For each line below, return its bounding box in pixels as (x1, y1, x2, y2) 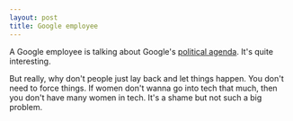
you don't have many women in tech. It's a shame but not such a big (9, 91, 262, 103)
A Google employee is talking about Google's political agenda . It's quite (9, 46, 274, 56)
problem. (9, 101, 43, 112)
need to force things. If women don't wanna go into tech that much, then (9, 82, 278, 93)
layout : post (9, 13, 58, 22)
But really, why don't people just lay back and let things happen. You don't (9, 73, 285, 83)
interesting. (9, 56, 51, 66)
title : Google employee (9, 22, 99, 30)
